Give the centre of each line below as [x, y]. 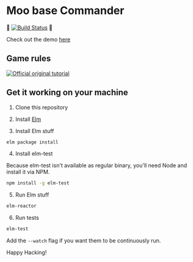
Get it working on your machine [67, 93]
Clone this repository [42, 107]
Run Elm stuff [32, 195]
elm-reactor [21, 206]
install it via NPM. [28, 172]
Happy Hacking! [27, 253]
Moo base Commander [65, 11]
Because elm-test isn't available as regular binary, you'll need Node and [97, 166]
